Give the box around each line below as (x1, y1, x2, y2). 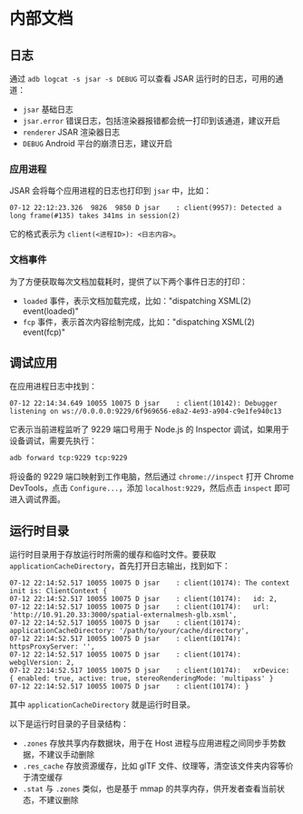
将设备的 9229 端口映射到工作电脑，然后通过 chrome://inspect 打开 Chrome (9, 471, 295, 482)
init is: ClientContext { (9, 587, 107, 596)
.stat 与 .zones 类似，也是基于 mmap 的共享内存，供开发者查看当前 (22, 783, 278, 794)
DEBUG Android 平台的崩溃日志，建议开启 (22, 138, 173, 148)
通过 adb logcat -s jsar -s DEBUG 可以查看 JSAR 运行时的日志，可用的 (9, 74, 276, 84)
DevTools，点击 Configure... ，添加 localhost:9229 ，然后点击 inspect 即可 (9, 483, 290, 494)
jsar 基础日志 (22, 104, 74, 115)
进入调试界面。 (9, 494, 65, 505)
